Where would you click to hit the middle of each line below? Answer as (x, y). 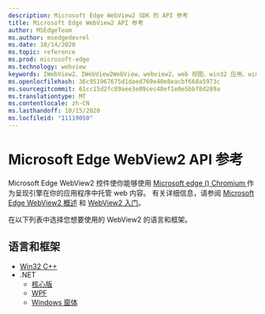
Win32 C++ (38, 266)
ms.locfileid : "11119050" (50, 118)
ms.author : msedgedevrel (49, 37)
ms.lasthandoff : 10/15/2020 (54, 111)
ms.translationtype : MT (47, 96)
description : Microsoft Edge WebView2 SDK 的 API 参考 (98, 15)
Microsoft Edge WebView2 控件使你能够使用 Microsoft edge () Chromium (127, 183)
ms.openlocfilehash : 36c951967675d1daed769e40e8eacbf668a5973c (114, 81)
